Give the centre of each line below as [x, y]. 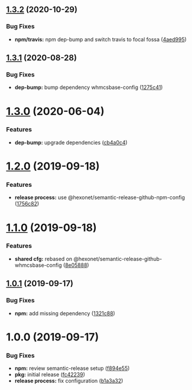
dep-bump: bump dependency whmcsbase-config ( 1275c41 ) [89, 87]
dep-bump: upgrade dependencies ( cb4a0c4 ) [71, 142]
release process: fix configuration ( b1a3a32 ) [69, 381]
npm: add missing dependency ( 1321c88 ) [65, 313]
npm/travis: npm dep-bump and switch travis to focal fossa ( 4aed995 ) [100, 39]
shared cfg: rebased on [43, 259]
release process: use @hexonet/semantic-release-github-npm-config [100, 197]
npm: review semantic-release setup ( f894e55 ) [72, 368]
